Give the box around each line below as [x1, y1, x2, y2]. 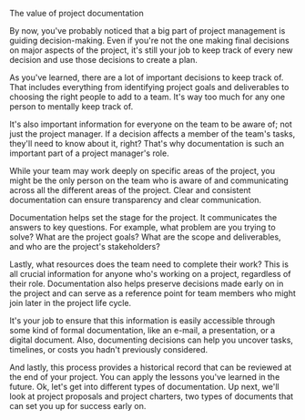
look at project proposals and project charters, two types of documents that [9, 391, 294, 402]
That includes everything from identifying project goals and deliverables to [9, 82, 290, 92]
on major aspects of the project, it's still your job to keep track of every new [9, 45, 293, 56]
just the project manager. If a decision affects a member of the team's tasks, [9, 128, 296, 139]
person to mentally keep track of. [9, 101, 134, 112]
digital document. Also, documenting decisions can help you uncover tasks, [9, 334, 294, 345]
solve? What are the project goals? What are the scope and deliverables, [9, 231, 281, 242]
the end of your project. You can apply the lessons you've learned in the [9, 372, 280, 382]
